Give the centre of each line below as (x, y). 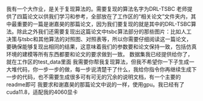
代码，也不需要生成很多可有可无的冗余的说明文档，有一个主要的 (101, 77)
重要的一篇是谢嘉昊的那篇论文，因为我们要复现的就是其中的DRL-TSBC (104, 24)
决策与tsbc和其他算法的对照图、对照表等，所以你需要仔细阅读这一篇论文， (99, 39)
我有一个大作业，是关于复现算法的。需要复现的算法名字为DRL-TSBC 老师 (97, 9)
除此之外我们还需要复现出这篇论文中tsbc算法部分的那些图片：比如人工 (104, 31)
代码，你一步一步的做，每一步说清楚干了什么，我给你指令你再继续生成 (104, 69)
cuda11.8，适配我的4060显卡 (42, 92)
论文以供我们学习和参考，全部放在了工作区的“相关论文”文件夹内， (109, 16)
